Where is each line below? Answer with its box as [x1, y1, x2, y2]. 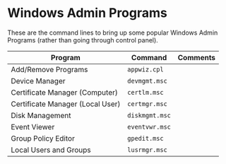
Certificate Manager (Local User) [11, 99, 121, 109]
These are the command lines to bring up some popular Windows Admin [7, 28, 218, 37]
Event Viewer [11, 122, 55, 131]
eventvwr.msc [126, 122, 172, 131]
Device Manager [11, 76, 66, 86]
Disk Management [11, 110, 71, 120]
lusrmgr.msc [126, 146, 167, 153]
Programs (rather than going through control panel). [7, 35, 159, 44]
